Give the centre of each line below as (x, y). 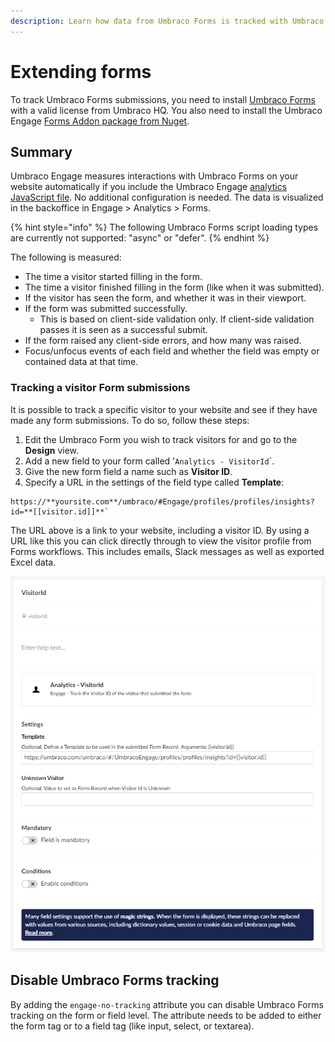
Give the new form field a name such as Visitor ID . (128, 471)
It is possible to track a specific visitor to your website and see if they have (164, 409)
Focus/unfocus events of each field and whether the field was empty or (172, 351)
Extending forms (81, 71)
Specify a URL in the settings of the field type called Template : (154, 482)
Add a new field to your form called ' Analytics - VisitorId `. (149, 461)
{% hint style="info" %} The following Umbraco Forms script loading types (164, 227)
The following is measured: (66, 257)
